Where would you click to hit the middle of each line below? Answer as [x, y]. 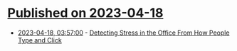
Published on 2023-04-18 [85, 13]
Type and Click [39, 40]
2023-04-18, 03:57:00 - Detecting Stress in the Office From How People [123, 33]
